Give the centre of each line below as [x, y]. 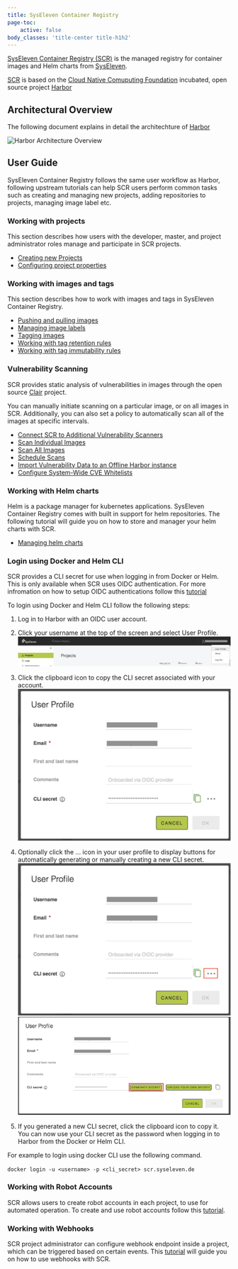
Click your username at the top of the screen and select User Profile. [118, 633]
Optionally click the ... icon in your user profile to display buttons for [117, 852]
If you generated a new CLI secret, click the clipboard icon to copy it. [118, 1126]
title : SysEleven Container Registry [63, 15]
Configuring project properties [62, 266]
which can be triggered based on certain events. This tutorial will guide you [117, 1252]
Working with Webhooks [51, 1229]
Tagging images [41, 336]
